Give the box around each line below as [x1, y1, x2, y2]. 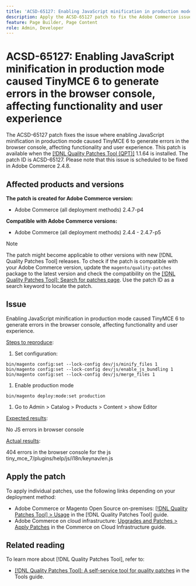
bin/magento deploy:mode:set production [6, 393, 106, 399]
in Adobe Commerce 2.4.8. [6, 162, 71, 169]
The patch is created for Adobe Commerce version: [6, 195, 133, 202]
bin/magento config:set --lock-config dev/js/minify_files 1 [6, 361, 158, 367]
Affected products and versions [6, 179, 124, 189]
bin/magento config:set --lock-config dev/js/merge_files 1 [6, 372, 156, 377]
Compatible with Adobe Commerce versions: [6, 217, 118, 224]
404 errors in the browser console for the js [6, 448, 111, 456]
